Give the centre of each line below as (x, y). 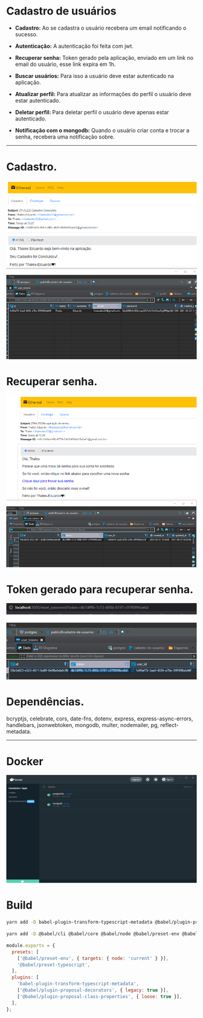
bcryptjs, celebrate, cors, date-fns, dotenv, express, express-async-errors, (100, 719)
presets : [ (25, 952)
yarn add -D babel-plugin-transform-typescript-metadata (79, 922)
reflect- (169, 725)
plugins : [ (25, 977)
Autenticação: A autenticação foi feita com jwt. (74, 46)
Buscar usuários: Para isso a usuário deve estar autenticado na (94, 76)
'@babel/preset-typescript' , (54, 965)
